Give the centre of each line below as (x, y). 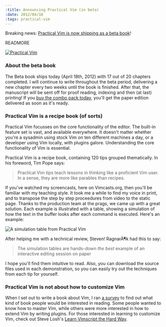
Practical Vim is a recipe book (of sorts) (54, 116)
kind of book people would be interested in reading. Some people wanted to (83, 303)
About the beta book (30, 65)
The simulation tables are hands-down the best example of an (81, 248)
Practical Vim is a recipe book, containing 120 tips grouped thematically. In (82, 157)
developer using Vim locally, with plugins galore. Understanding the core (80, 142)
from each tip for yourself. (32, 274)
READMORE (17, 43)
